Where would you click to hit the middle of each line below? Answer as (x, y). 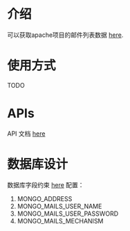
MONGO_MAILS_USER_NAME (59, 206)
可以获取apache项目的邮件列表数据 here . (65, 35)
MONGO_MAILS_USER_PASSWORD (68, 214)
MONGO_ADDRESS (45, 198)
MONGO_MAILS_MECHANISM (60, 221)
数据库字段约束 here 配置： (46, 184)
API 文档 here (26, 134)
